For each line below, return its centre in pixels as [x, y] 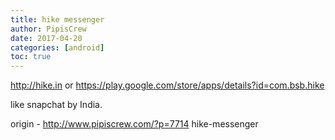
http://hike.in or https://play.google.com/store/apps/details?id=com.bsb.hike [167, 85]
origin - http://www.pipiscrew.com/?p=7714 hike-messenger [134, 124]
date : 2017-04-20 [46, 38]
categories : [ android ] [57, 47]
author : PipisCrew [48, 29]
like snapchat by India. [56, 105]
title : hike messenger [57, 19]
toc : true [31, 57]
